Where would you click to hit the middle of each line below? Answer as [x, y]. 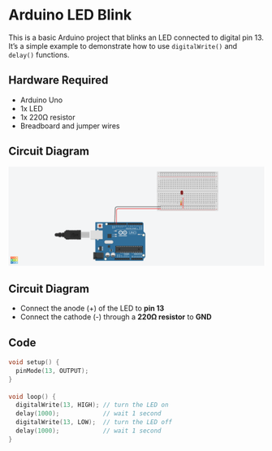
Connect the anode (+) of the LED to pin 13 [92, 308]
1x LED [31, 108]
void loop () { [32, 397]
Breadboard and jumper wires [70, 126]
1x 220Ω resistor [47, 117]
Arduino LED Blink [70, 15]
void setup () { [34, 362]
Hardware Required [58, 80]
